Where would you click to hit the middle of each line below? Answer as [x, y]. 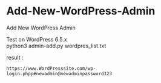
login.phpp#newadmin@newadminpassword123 [59, 73]
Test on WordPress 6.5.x [37, 39]
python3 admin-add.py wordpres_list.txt [56, 46]
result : [15, 57]
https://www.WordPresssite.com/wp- [51, 68]
